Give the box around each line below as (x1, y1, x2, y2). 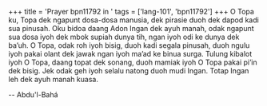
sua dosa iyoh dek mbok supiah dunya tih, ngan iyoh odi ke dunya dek (8, 32, 240, 41)
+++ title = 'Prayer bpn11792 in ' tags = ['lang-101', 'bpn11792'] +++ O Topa (8, 7, 254, 16)
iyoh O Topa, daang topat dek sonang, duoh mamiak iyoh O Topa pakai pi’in (8, 57, 257, 67)
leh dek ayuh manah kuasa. (8, 75, 98, 84)
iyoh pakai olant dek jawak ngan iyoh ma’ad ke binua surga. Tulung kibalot (8, 49, 253, 58)
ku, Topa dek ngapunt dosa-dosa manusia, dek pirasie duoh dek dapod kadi (8, 15, 260, 25)
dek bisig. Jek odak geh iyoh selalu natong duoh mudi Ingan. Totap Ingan (8, 66, 249, 75)
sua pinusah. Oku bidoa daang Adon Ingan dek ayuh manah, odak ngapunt (8, 24, 254, 33)
